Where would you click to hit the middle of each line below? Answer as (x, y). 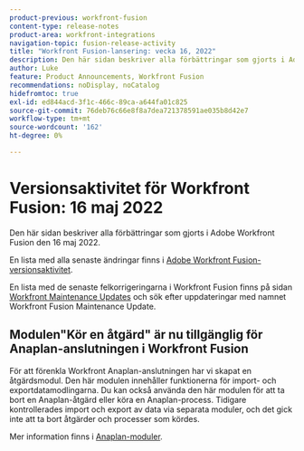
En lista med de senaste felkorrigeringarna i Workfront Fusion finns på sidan (151, 287)
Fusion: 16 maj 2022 (86, 208)
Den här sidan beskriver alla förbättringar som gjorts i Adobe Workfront (142, 233)
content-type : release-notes (64, 26)
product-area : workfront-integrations (82, 34)
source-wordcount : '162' (56, 128)
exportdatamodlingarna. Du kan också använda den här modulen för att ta (147, 389)
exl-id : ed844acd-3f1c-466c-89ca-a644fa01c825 (99, 102)
